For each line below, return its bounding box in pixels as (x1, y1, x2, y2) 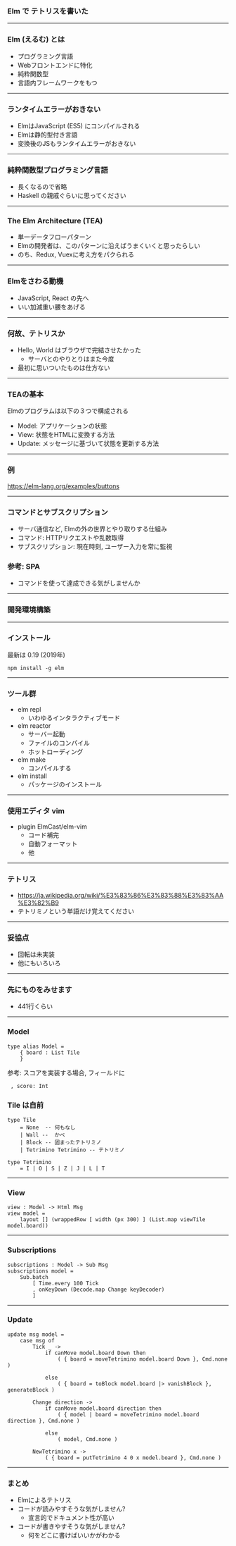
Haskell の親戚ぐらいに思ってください (17, 192, 126, 200)
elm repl (17, 705, 41, 714)
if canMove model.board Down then (44, 1349, 146, 1356)
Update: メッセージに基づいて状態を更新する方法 (17, 439, 159, 448)
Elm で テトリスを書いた (7, 6, 89, 16)
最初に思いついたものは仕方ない (17, 364, 110, 372)
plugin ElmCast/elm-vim (17, 822, 88, 831)
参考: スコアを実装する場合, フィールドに (7, 1068, 125, 1077)
